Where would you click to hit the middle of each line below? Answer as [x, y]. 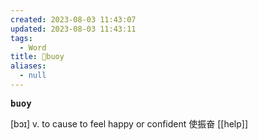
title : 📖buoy [37, 57]
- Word [33, 47]
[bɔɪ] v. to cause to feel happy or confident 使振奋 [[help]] [129, 123]
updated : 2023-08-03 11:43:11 [73, 29]
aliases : [28, 66]
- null [33, 76]
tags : [21, 38]
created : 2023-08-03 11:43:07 [73, 19]
